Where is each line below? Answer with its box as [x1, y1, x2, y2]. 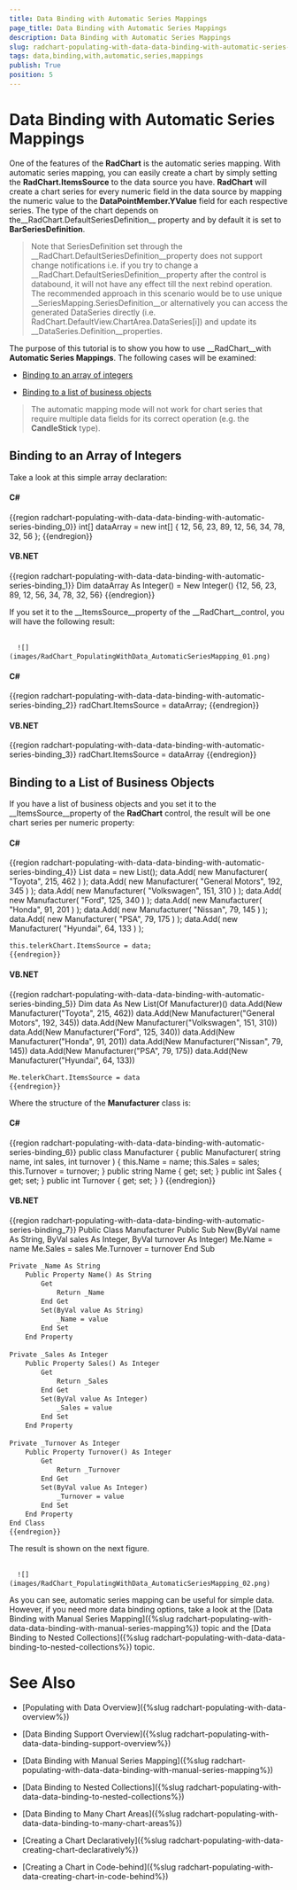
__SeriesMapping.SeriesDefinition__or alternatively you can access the [30, 297, 288, 308]
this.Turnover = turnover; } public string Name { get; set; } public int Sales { [9, 1166, 283, 1176]
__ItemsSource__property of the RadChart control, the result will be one [9, 808, 271, 819]
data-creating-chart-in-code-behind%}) [21, 1871, 169, 1881]
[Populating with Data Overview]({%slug [21, 1702, 170, 1713]
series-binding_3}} [9, 749, 77, 760]
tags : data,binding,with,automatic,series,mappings [9, 51, 203, 61]
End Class [9, 1519, 46, 1528]
